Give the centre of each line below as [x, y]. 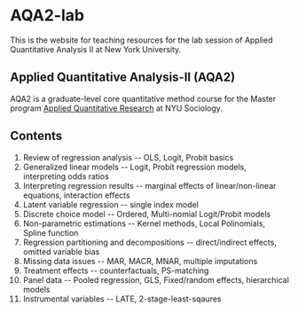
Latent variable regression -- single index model [110, 204]
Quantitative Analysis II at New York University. [96, 49]
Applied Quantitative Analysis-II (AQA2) [123, 78]
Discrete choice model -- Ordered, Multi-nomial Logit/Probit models [147, 214]
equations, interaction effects [77, 195]
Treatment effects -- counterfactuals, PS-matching [116, 270]
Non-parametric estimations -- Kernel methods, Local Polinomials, [144, 223]
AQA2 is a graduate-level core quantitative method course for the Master [143, 98]
